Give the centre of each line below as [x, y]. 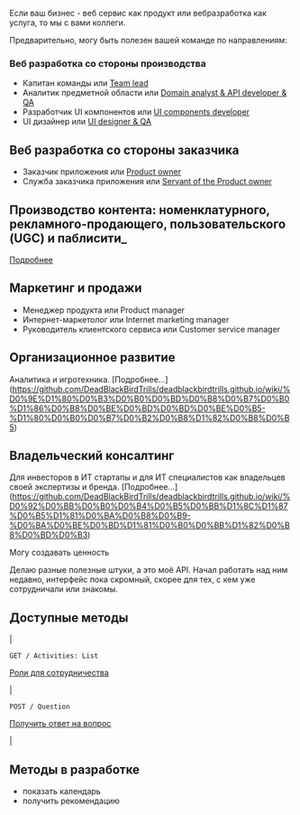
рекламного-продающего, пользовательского [148, 224]
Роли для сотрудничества [59, 673]
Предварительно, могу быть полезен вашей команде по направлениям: [149, 40]
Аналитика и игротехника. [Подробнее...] [89, 379]
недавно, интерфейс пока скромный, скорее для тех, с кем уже [132, 580]
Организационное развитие [92, 357]
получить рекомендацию [71, 801]
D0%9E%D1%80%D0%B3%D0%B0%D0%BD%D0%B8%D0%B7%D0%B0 [150, 398]
